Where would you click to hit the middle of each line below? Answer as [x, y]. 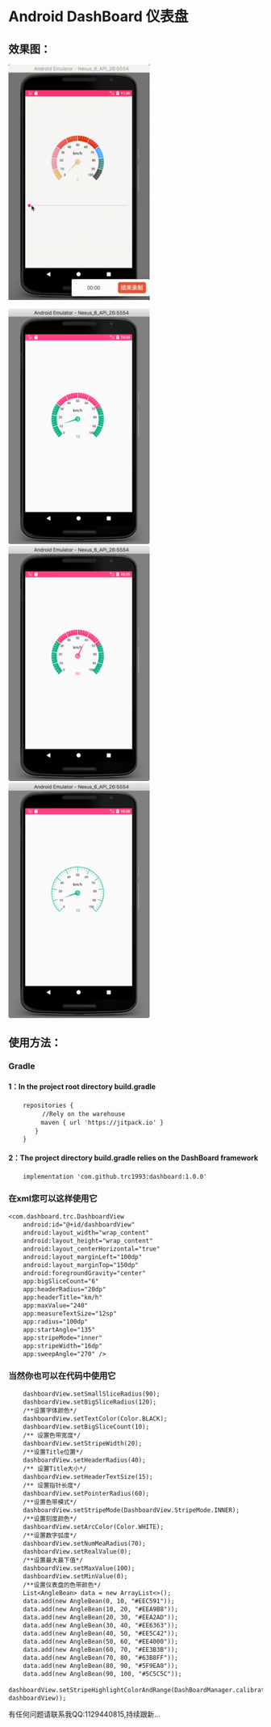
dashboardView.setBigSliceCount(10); [86, 1427]
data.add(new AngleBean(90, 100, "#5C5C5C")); [102, 1674]
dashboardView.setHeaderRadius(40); [85, 1460]
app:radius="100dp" [56, 1322]
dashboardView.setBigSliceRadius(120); [90, 1402]
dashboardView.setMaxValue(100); [79, 1569]
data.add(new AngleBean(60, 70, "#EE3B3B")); [101, 1650]
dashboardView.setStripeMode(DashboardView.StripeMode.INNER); [131, 1510]
